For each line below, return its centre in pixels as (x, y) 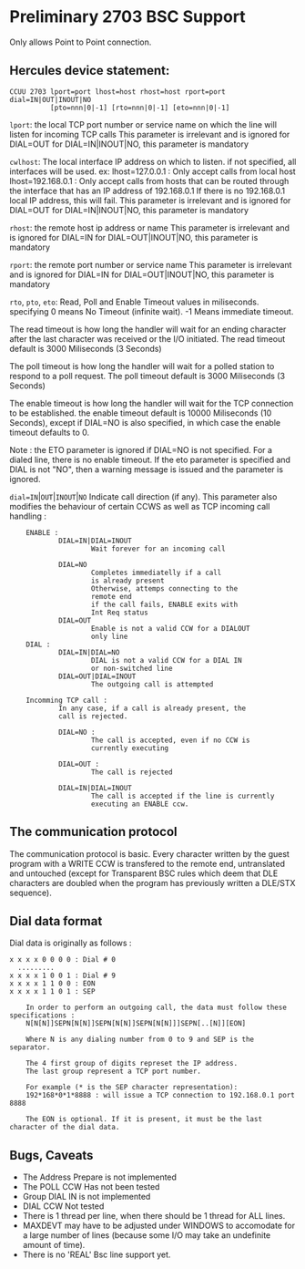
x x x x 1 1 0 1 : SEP (52, 992)
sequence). (30, 892)
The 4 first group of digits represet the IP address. (132, 1064)
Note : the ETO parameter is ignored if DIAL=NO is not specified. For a (141, 449)
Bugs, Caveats (51, 1155)
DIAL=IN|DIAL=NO (89, 652)
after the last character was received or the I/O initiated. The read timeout (147, 338)
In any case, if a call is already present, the (152, 708)
